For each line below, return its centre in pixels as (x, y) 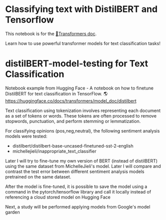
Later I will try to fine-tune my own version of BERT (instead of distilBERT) (81, 160)
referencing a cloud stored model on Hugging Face (58, 197)
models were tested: (26, 136)
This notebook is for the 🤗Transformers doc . (51, 33)
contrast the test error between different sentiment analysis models (75, 171)
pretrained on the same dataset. (38, 176)
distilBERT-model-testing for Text (77, 64)
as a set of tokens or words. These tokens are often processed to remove (81, 115)
